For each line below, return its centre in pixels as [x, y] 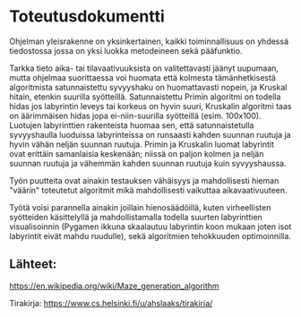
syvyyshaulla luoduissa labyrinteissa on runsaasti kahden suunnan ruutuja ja [150, 134]
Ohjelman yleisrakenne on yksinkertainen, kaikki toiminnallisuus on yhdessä [149, 41]
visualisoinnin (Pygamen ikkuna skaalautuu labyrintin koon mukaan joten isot [150, 227]
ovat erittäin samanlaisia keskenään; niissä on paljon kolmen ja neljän [137, 153]
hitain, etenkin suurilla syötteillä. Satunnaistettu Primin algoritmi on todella [145, 97]
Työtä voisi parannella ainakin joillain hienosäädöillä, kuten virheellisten [140, 207]
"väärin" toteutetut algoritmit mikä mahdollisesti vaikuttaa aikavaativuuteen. [149, 190]
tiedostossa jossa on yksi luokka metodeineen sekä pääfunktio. [126, 50]
